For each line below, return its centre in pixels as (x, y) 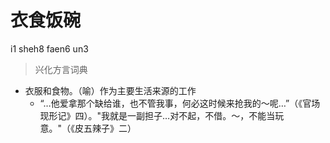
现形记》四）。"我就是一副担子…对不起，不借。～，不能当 (157, 115)
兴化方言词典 (61, 69)
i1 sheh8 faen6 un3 (49, 48)
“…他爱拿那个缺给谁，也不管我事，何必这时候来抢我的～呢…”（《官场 (180, 103)
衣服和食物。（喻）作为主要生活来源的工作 (110, 90)
